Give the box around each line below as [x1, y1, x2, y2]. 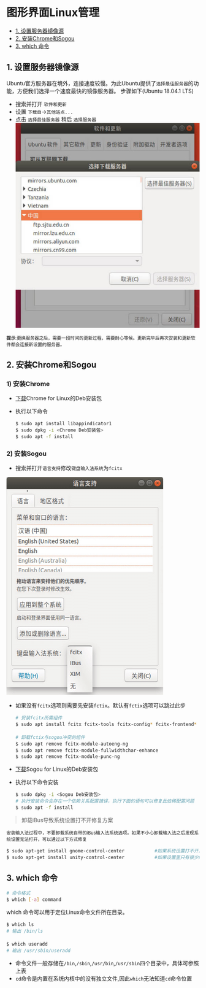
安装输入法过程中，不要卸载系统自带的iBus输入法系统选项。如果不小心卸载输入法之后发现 [6, 830, 194, 836]
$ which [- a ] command [6, 897, 62, 903]
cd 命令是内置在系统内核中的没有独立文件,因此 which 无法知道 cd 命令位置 [15, 974, 193, 982]
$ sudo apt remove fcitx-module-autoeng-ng [15, 741, 129, 747]
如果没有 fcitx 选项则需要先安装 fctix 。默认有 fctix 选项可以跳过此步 [15, 702, 186, 709]
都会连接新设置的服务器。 [10, 341, 65, 347]
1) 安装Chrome [6, 379, 50, 388]
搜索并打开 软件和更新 [15, 100, 67, 107]
